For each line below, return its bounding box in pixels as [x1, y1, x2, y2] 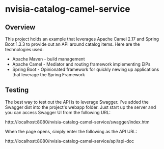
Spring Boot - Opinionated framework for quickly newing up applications [12, 66, 159, 72]
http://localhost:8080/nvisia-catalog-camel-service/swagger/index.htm [5, 119, 150, 125]
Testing [5, 86, 29, 94]
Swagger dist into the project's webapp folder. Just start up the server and [5, 104, 156, 110]
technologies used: [5, 47, 44, 52]
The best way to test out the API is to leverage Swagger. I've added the [5, 99, 149, 105]
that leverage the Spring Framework [12, 72, 85, 77]
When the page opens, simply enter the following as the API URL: [5, 128, 137, 134]
